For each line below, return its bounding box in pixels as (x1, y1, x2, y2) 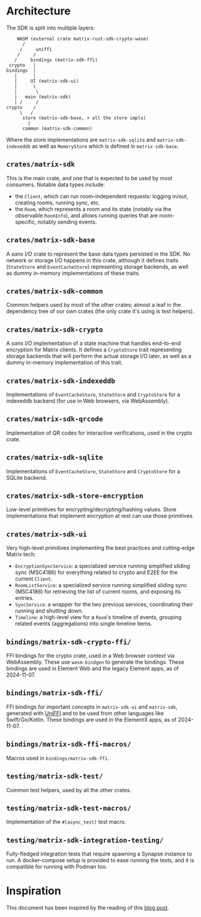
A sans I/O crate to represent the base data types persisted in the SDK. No (6, 250, 191, 257)
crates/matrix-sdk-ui (6, 529, 87, 538)
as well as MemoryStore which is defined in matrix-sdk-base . (32, 142, 179, 150)
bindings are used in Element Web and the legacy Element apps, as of (6, 665, 179, 672)
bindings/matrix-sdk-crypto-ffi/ (6, 637, 132, 646)
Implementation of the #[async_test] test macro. (6, 818, 127, 825)
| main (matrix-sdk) (14, 93, 71, 100)
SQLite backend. (6, 474, 47, 481)
